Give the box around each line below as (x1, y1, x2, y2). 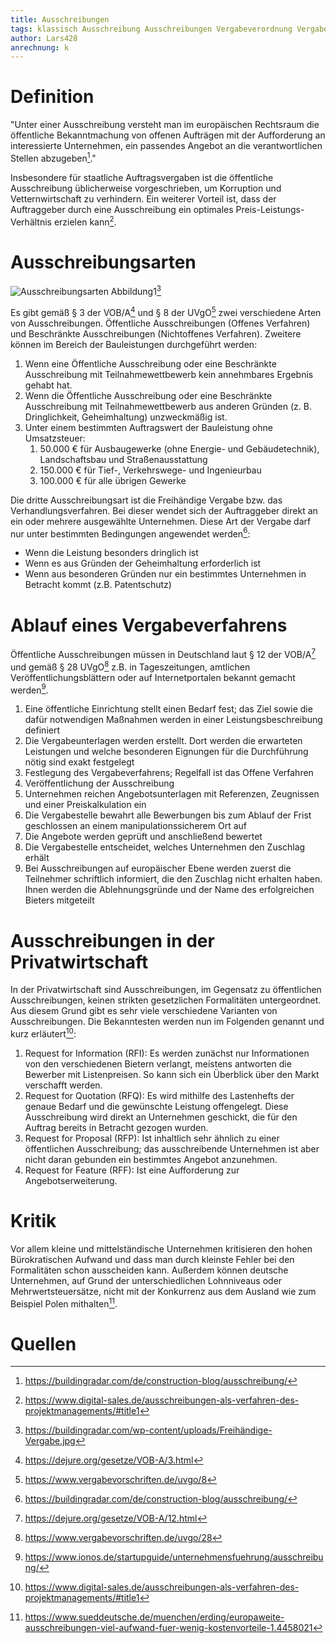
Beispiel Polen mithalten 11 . (10, 1296, 118, 1310)
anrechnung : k (10, 42, 70, 53)
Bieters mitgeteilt (24, 894, 95, 906)
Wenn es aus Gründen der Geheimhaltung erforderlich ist (24, 557, 262, 570)
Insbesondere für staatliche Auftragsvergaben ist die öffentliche (10, 171, 274, 183)
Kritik (10, 1210, 57, 1233)
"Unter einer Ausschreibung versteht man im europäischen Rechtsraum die (10, 119, 320, 131)
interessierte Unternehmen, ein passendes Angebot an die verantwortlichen (10, 140, 323, 152)
